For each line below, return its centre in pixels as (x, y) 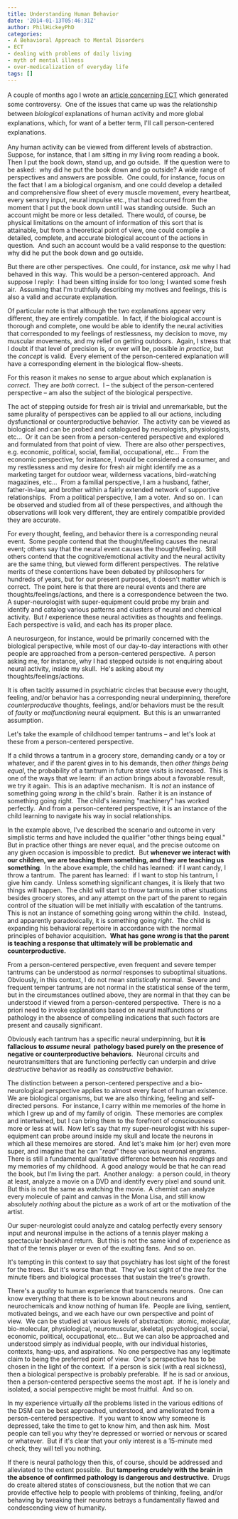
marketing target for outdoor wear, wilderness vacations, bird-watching (112, 474)
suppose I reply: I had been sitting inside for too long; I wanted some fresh (117, 281)
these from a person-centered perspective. (71, 741)
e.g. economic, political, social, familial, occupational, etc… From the (108, 451)
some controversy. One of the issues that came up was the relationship (113, 104)
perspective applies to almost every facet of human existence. (136, 1090)
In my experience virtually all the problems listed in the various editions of (115, 1403)
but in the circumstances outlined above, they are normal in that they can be (119, 995)
